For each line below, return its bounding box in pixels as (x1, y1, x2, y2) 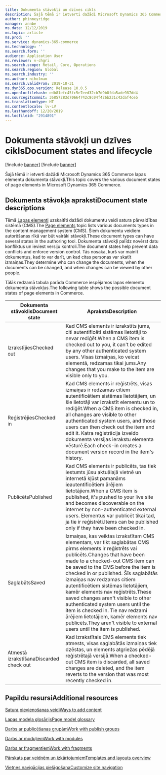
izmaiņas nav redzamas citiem (65, 576, 136, 583)
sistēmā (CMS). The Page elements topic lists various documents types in (5, 222, 154, 228)
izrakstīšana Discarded (7, 655, 59, 662)
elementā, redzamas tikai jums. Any (65, 359, 147, 366)
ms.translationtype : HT (5, 100, 54, 105)
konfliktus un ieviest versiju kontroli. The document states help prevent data (5, 243, 158, 249)
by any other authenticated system (65, 347, 146, 354)
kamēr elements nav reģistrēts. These (65, 588, 152, 595)
